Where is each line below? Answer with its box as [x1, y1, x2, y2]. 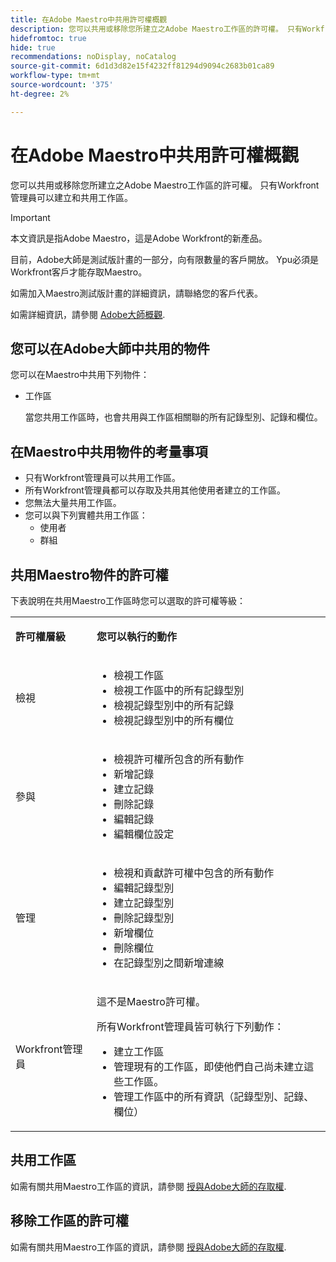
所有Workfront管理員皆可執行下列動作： [96, 1020, 285, 1033]
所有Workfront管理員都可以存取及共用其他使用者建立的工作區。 [24, 484, 286, 496]
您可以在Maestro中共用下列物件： [10, 369, 150, 381]
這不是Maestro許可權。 [96, 995, 206, 1008]
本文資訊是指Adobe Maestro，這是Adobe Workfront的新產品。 [10, 232, 268, 244]
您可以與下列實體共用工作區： [24, 509, 148, 521]
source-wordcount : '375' [10, 80, 114, 90]
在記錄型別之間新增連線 [113, 956, 225, 970]
